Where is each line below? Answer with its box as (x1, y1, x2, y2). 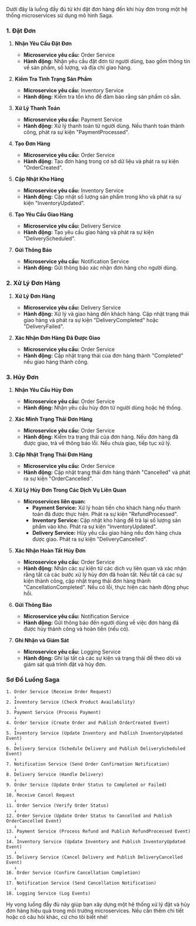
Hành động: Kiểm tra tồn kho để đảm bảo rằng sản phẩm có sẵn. (23, 93, 181, 100)
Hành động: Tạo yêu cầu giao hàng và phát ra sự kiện (23, 229, 154, 236)
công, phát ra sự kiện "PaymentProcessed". (23, 129, 129, 136)
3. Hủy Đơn (6, 373, 39, 381)
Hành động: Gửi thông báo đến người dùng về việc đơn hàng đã (23, 619, 179, 626)
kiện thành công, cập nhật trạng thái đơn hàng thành (23, 577, 151, 584)
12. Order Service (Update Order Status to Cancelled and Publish (6, 813, 172, 819)
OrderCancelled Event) (6, 818, 62, 824)
